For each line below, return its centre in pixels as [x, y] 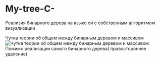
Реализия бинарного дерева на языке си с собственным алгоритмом [80, 23]
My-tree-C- [30, 9]
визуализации [20, 28]
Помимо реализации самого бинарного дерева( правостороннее [76, 48]
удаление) [16, 54]
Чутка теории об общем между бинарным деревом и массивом [74, 38]
